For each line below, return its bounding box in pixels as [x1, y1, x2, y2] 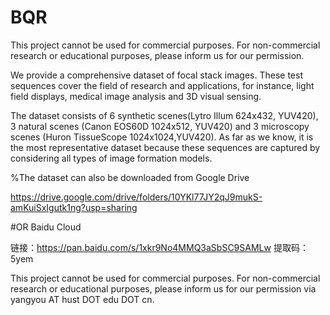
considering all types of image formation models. [10, 152, 213, 164]
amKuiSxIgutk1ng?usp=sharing [10, 201, 138, 213]
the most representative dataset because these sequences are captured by [10, 141, 321, 153]
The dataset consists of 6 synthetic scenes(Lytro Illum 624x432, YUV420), [10, 109, 319, 121]
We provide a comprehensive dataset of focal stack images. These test [10, 69, 303, 81]
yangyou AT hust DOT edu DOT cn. [10, 293, 155, 305]
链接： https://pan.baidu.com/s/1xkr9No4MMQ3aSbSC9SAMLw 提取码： [10, 241, 309, 253]
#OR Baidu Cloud [10, 221, 82, 233]
